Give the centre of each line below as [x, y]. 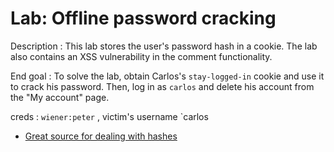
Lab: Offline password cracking [143, 18]
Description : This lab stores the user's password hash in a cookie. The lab [164, 46]
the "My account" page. [60, 97]
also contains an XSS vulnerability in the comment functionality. [141, 56]
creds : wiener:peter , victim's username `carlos [109, 116]
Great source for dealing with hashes [101, 136]
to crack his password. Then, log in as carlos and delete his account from [162, 86]
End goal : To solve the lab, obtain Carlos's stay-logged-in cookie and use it [167, 76]
